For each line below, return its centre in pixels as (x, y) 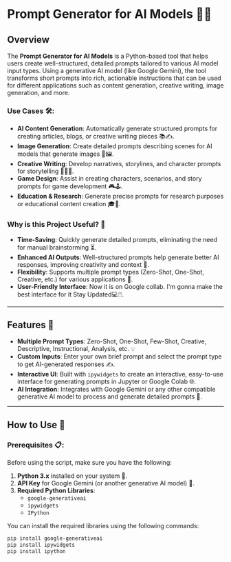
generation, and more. (38, 93)
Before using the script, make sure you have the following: (89, 463)
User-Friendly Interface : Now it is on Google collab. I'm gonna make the (120, 286)
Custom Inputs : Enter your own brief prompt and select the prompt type (119, 357)
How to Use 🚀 (36, 424)
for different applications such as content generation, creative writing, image (115, 85)
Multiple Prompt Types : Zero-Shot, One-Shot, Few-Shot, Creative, (112, 341)
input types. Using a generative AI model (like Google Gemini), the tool (107, 71)
